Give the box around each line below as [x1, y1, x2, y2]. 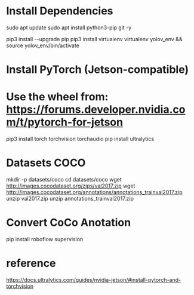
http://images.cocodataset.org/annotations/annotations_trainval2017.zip [6, 189, 183, 195]
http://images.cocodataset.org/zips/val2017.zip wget [6, 182, 136, 189]
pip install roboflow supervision [6, 235, 84, 242]
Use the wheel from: [6, 90, 109, 104]
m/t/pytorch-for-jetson [6, 115, 124, 129]
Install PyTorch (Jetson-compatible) [6, 63, 189, 76]
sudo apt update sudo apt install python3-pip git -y [6, 24, 132, 31]
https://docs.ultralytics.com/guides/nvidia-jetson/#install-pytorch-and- [6, 276, 181, 283]
